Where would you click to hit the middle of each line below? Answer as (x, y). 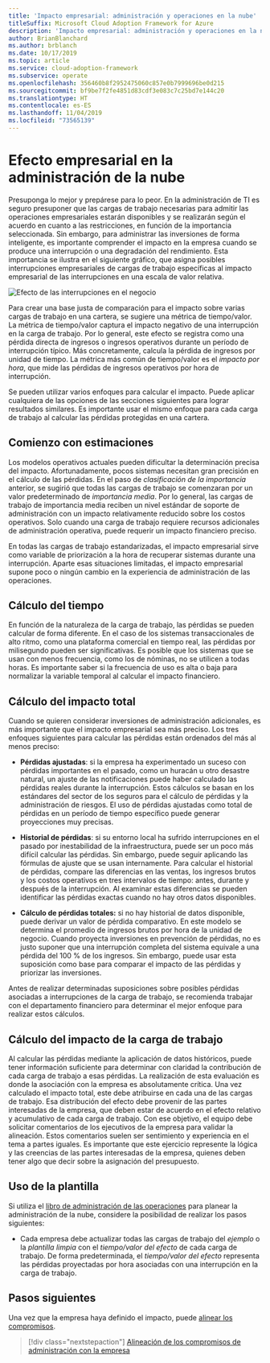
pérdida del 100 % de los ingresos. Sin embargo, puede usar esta (128, 956)
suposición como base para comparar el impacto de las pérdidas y (130, 964)
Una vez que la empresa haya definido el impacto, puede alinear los (121, 1317)
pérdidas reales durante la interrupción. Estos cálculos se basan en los (137, 788)
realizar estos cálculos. (47, 1014)
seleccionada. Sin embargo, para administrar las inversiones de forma (124, 233)
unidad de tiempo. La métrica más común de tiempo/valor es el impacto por (134, 359)
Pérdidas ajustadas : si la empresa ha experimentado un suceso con (133, 762)
